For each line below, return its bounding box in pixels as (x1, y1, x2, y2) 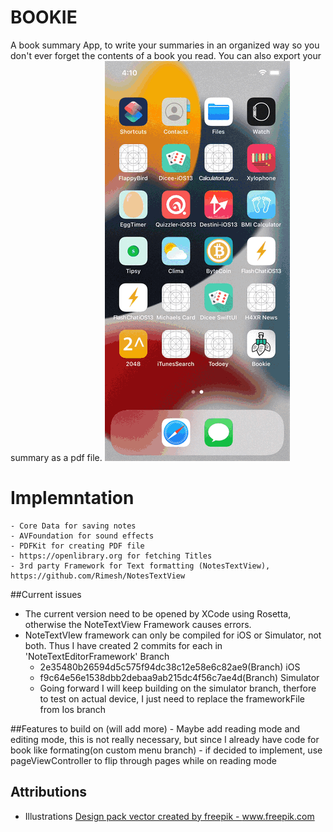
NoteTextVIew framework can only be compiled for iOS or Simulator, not (24, 629, 322, 641)
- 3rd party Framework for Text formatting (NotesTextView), (10, 561, 271, 571)
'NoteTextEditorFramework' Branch (24, 650, 170, 662)
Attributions (10, 784, 88, 801)
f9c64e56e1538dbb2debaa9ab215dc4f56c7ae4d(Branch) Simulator (39, 671, 320, 683)
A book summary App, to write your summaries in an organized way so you (10, 39, 320, 51)
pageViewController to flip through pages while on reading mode (10, 754, 277, 766)
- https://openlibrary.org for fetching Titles (10, 551, 213, 561)
